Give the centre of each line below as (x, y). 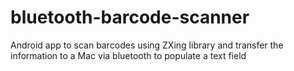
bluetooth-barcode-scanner (130, 17)
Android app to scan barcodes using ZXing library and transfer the (147, 45)
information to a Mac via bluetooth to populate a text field (128, 55)
